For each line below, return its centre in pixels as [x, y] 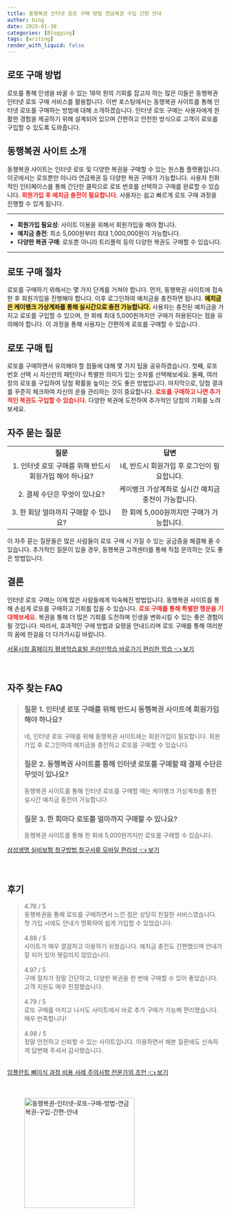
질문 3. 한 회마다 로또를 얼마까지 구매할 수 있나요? [101, 818]
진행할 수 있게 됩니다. [35, 203]
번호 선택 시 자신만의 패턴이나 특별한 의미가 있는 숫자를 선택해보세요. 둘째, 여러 [112, 374]
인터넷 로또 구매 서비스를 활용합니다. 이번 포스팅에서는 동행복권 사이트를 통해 [110, 101]
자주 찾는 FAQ [35, 688]
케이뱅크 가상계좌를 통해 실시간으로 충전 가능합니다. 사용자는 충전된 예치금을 [115, 307]
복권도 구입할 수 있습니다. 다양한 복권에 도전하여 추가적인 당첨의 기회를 [114, 401]
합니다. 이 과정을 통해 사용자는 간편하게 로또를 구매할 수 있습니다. [112, 324]
